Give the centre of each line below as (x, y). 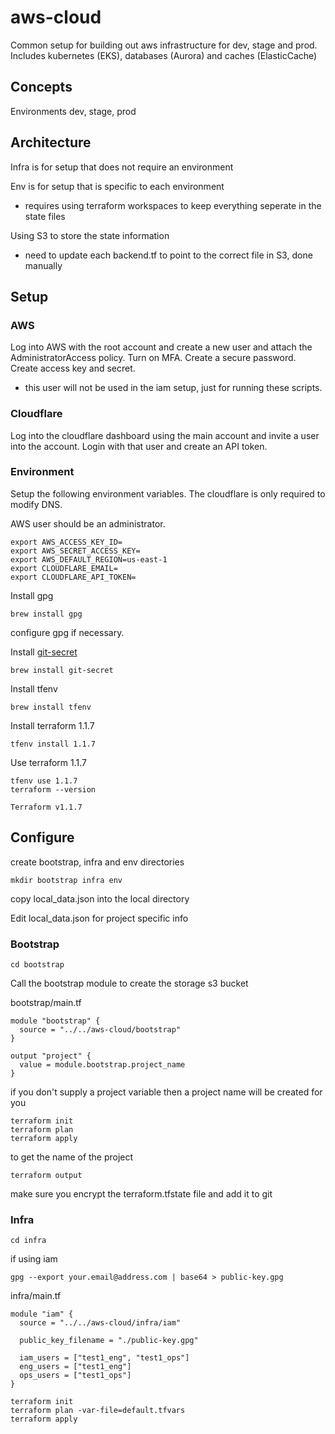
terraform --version (53, 789)
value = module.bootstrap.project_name (102, 1064)
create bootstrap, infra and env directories (97, 862)
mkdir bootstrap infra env (66, 880)
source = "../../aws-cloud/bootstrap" (100, 1029)
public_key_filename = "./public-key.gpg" (109, 1341)
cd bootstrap (37, 964)
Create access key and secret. (73, 368)
